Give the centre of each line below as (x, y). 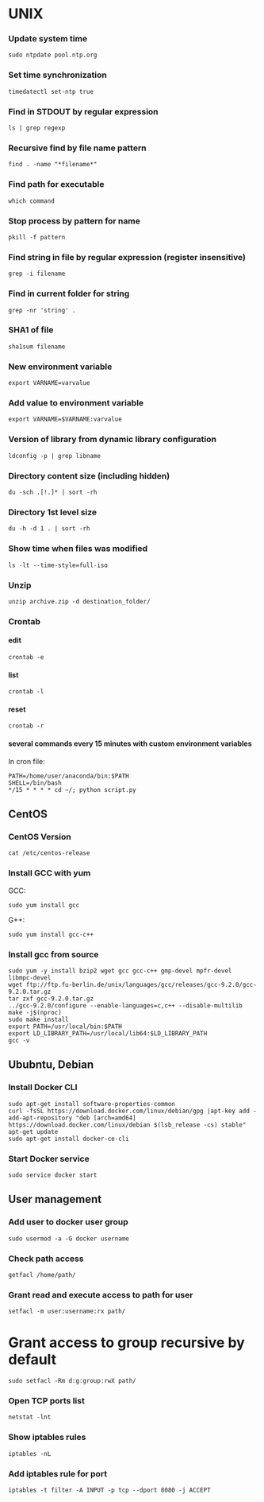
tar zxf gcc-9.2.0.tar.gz (51, 999)
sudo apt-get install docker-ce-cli (69, 1139)
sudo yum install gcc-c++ (51, 934)
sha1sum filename (37, 347)
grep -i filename (37, 274)
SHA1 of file (31, 330)
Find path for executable (56, 184)
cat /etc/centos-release (49, 853)
